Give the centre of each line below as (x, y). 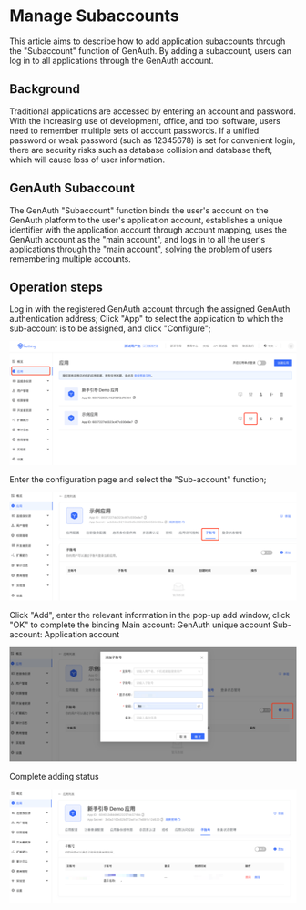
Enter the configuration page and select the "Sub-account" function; (138, 479)
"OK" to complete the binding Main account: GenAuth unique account (140, 625)
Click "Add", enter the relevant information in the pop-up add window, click (150, 615)
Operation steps (56, 287)
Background (45, 89)
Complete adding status (54, 776)
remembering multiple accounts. (71, 259)
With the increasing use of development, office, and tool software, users (145, 120)
